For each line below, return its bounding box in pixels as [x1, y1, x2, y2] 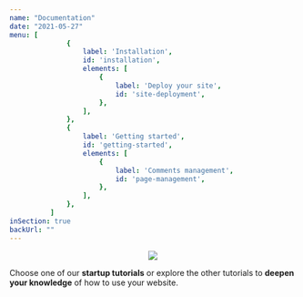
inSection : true [9, 216, 71, 226]
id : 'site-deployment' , [115, 89, 206, 98]
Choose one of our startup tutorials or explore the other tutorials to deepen [9, 267, 295, 278]
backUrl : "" [9, 225, 55, 234]
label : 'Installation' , [82, 47, 173, 56]
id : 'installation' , [82, 56, 161, 65]
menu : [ [9, 30, 39, 39]
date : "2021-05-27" [9, 22, 84, 31]
